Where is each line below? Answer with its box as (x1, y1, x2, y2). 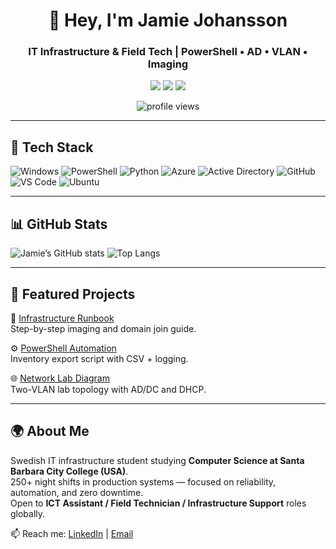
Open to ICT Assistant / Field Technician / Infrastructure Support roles (10, 497, 307, 509)
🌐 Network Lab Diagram (10, 372, 110, 384)
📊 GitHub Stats (10, 215, 108, 233)
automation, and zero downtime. (10, 486, 144, 498)
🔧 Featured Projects (10, 285, 136, 303)
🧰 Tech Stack (10, 139, 94, 156)
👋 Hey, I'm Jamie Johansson (48, 9, 288, 32)
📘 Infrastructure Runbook (10, 312, 115, 324)
